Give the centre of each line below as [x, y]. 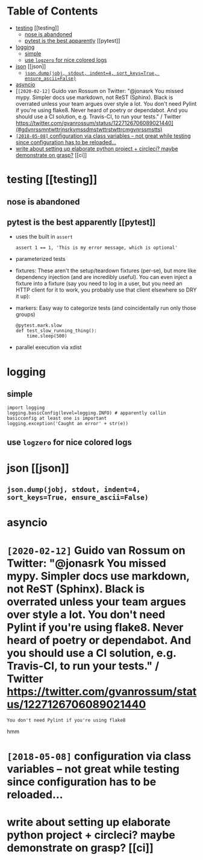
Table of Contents [52, 11]
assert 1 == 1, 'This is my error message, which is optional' [97, 248]
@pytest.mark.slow [39, 326]
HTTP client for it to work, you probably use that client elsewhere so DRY [106, 290]
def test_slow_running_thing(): [56, 331]
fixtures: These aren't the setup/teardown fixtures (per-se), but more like [106, 271]
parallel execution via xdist [48, 347]
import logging [26, 408]
